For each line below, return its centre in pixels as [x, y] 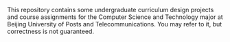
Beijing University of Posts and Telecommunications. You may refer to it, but [115, 24]
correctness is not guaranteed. [51, 31]
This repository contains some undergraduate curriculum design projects [111, 10]
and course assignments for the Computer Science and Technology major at [115, 17]
